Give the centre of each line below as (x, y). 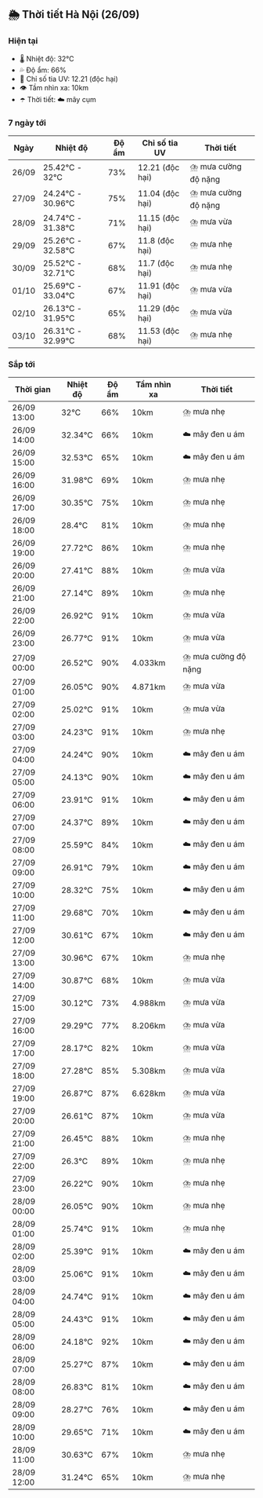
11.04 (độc (159, 194)
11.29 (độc (159, 308)
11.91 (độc (159, 285)
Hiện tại (23, 41)
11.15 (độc (159, 218)
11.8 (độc (156, 240)
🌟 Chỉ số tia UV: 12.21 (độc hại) (69, 79)
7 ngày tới (27, 123)
